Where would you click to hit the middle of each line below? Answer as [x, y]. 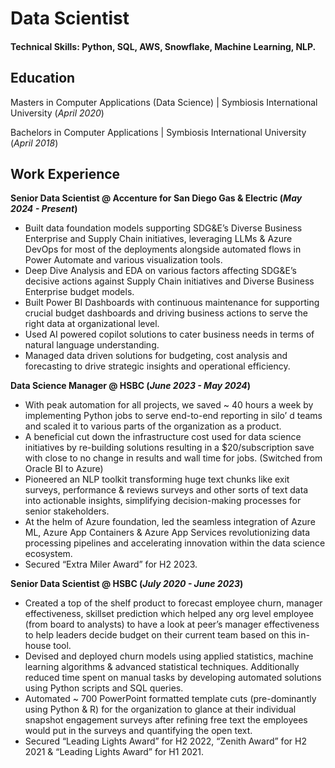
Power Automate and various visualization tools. [123, 260]
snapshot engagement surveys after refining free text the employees [166, 720]
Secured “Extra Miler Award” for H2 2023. [111, 564]
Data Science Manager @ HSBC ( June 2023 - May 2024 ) [131, 386]
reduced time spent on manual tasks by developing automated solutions [173, 678]
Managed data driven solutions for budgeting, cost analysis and [156, 356]
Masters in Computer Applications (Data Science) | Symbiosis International [164, 102]
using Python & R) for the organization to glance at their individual [160, 709]
